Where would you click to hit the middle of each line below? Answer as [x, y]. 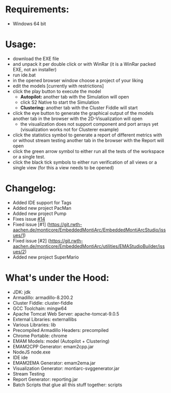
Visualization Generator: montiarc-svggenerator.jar [66, 368]
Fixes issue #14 [29, 219]
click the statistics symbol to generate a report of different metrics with [87, 135]
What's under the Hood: [57, 278]
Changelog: [31, 189]
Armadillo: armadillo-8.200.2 [43, 297]
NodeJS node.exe [32, 352]
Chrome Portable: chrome [40, 336]
